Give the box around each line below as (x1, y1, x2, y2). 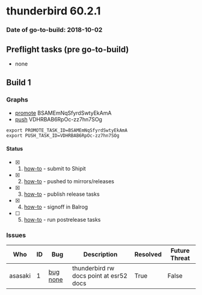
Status (6, 145, 23, 153)
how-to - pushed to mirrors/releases (23, 177, 115, 184)
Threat (170, 254, 191, 263)
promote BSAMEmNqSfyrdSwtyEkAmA (14, 109, 112, 117)
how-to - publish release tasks (23, 190, 100, 198)
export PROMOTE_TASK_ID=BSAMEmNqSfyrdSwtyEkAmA (6, 127, 128, 133)
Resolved (134, 251, 162, 259)
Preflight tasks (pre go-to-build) (6, 44, 129, 55)
